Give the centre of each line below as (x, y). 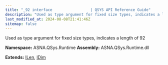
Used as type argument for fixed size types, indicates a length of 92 (75, 38)
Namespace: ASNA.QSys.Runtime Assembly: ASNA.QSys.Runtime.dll (77, 47)
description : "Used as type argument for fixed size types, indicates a (82, 14)
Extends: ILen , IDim (25, 57)
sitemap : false (21, 24)
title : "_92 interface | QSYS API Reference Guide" (78, 10)
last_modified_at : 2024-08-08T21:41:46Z (48, 19)
